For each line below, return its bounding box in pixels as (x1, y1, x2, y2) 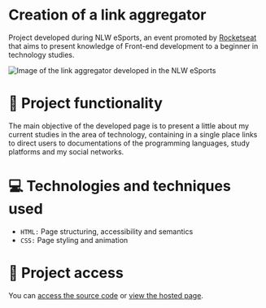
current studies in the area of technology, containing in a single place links (8, 129, 258, 139)
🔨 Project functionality (8, 94, 163, 113)
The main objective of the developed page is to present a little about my (8, 120, 250, 131)
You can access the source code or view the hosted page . (8, 290, 203, 300)
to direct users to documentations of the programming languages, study (8, 138, 251, 148)
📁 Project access (8, 264, 124, 282)
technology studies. (8, 50, 75, 59)
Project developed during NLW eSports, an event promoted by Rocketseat (8, 33, 257, 42)
